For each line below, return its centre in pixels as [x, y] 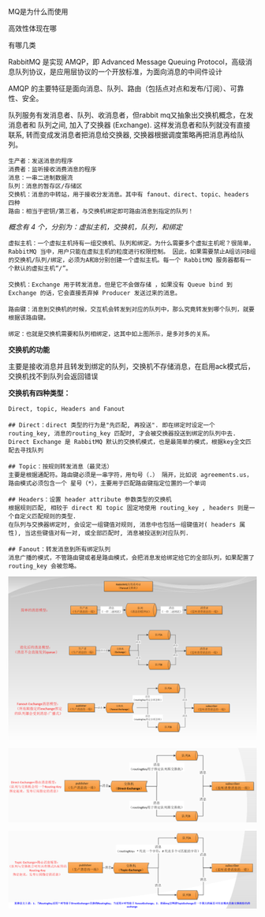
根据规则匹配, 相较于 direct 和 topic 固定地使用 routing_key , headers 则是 [129, 508]
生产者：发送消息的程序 [41, 161]
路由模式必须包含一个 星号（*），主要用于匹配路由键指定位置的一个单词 [107, 483]
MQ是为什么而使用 [38, 11]
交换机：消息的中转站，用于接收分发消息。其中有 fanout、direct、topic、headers [129, 195]
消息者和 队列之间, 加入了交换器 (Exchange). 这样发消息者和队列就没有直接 [129, 125]
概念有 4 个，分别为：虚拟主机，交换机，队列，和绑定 [95, 227]
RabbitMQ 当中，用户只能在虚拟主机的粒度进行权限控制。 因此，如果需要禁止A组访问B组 [132, 252]
